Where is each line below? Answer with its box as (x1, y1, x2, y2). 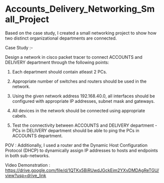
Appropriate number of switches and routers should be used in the (12, 78, 147, 84)
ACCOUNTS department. (12, 133, 63, 138)
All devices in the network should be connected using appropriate (12, 108, 145, 114)
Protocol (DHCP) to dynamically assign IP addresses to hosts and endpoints (5, 147, 158, 153)
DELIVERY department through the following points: (5, 59, 109, 65)
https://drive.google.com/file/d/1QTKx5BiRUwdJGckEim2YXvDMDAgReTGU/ (5, 167, 159, 173)
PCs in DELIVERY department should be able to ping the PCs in (12, 127, 140, 133)
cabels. (12, 113, 27, 118)
